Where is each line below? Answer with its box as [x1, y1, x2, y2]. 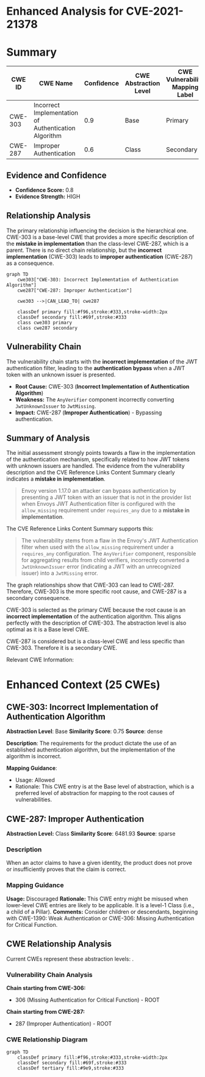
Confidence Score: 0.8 [15, 186, 74, 194]
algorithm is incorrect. [6, 753, 62, 760]
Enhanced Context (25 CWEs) [6, 677, 160, 691]
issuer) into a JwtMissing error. [21, 569, 99, 577]
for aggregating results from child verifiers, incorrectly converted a [21, 557, 190, 564]
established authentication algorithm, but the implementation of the [6, 746, 176, 753]
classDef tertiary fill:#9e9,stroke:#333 [17, 1065, 124, 1071]
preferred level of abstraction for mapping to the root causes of [15, 790, 175, 797]
